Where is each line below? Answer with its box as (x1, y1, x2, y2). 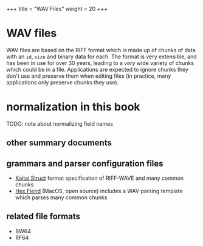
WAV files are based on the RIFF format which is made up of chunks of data (6, 46, 196, 53)
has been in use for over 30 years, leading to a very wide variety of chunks (6, 59, 194, 66)
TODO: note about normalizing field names (6, 120, 114, 127)
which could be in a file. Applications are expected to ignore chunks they (6, 66, 188, 73)
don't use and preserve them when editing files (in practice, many (6, 72, 171, 80)
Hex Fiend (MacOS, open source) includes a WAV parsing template (15, 188, 184, 195)
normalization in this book (6, 100, 141, 114)
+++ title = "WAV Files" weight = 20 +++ (6, 5, 108, 12)
